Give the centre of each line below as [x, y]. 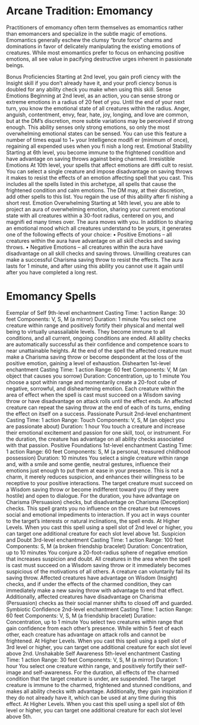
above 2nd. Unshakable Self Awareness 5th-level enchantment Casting [93, 653]
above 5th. [19, 716]
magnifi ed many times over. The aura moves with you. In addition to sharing [99, 221]
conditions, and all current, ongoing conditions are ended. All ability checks [98, 338]
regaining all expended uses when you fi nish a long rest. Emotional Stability [99, 146]
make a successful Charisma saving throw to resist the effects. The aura [94, 259]
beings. [15, 65]
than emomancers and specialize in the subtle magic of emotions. [87, 33]
